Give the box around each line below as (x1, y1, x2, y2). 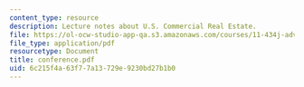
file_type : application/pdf (9, 38, 116, 48)
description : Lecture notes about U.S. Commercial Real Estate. (9, 22, 257, 31)
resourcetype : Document (9, 47, 100, 56)
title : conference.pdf (9, 55, 95, 64)
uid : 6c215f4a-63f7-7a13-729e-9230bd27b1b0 (9, 64, 176, 73)
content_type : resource (9, 13, 100, 23)
